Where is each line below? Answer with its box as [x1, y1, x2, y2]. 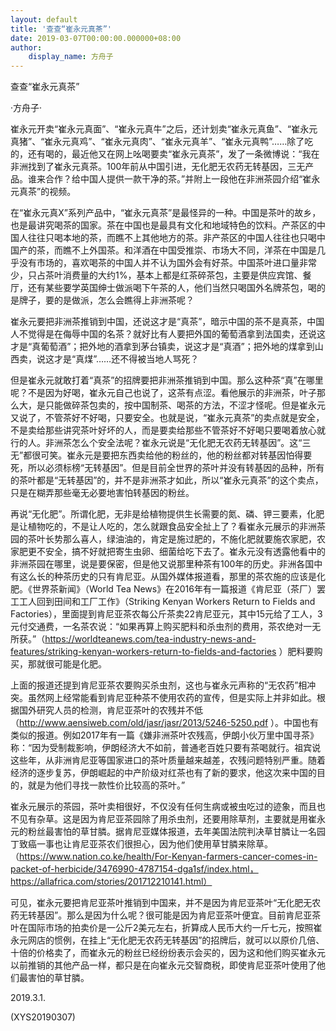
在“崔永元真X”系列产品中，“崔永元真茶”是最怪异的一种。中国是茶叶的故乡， [10, 207, 322, 219]
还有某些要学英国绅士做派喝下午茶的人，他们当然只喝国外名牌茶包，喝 [27, 282, 317, 294]
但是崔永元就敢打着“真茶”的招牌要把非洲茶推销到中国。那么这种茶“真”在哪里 [10, 374, 324, 386]
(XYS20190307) [10, 1011, 76, 1023]
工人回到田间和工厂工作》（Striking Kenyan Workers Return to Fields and [18, 596, 316, 608]
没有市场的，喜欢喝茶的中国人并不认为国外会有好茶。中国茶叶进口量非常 [18, 257, 317, 269]
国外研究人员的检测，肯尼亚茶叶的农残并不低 [18, 704, 203, 716]
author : [10, 42, 43, 53]
